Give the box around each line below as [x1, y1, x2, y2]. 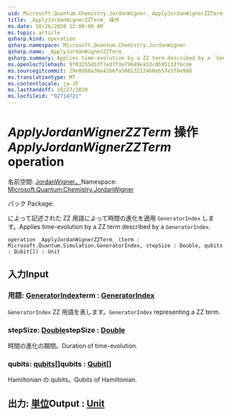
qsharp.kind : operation [8, 36, 76, 42]
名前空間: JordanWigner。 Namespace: [8, 178, 117, 186]
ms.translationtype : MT [8, 73, 76, 81]
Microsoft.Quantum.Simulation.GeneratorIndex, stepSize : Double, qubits [8, 242, 223, 249]
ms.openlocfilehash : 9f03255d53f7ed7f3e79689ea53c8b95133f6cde [8, 61, 193, 68]
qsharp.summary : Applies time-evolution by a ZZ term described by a [8, 55, 211, 62]
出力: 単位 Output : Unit [8, 397, 105, 409]
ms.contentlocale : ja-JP [8, 80, 79, 87]
